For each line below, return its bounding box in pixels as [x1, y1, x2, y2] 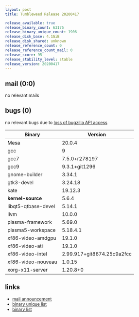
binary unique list [12, 301, 47, 307]
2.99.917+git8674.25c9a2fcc [62, 250, 132, 257]
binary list [12, 306, 32, 312]
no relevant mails [5, 92, 39, 98]
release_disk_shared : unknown [5, 39, 67, 44]
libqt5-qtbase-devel [7, 203, 55, 210]
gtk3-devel [7, 179, 34, 186]
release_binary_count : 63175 [5, 25, 64, 30]
